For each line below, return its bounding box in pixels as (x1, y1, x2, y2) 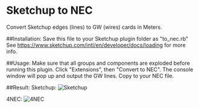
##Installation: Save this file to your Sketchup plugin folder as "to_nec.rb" (6, 35, 189, 42)
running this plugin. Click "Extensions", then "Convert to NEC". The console (6, 65, 194, 73)
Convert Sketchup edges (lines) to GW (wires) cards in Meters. (6, 23, 163, 31)
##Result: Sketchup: (6, 83, 57, 91)
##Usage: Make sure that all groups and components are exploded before (6, 59, 190, 67)
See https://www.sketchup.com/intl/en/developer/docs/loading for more (6, 41, 186, 49)
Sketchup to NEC (6, 4, 93, 17)
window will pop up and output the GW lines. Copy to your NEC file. (6, 72, 174, 79)
